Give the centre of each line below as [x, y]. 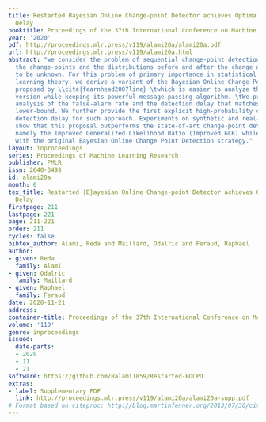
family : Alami [38, 266]
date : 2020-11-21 [37, 302]
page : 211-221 [32, 222]
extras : [21, 384]
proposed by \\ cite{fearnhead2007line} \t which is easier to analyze [132, 89]
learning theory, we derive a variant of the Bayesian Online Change [132, 82]
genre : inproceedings [44, 332]
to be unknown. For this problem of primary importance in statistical [136, 74]
